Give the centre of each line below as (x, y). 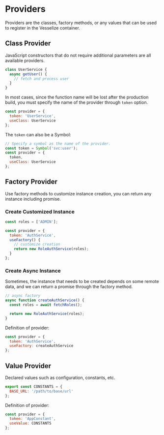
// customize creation (37, 245)
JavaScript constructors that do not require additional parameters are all (78, 55)
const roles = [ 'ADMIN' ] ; (31, 222)
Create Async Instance (33, 271)
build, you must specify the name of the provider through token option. (77, 102)
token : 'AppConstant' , (33, 419)
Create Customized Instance (40, 212)
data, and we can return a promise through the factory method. (69, 287)
